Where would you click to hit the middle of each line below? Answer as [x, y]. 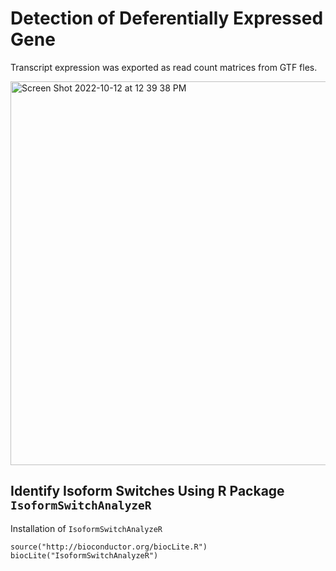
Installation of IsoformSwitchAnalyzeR [86, 528]
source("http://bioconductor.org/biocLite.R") [109, 547]
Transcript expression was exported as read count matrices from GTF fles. [164, 67]
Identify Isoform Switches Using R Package [147, 491]
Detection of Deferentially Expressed [167, 18]
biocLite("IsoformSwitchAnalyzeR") [84, 555]
